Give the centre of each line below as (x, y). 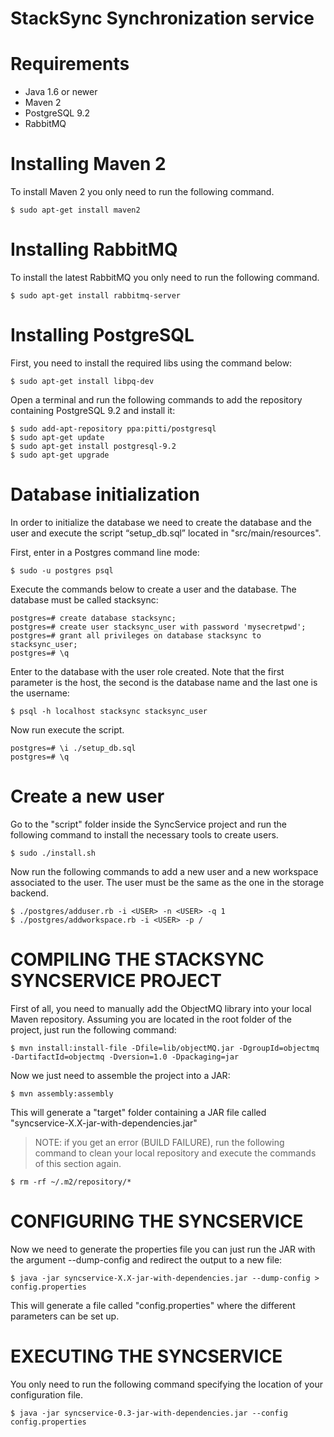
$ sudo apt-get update (57, 437)
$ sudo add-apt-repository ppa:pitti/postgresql (113, 428)
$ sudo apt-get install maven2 (75, 210)
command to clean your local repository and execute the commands (175, 1153)
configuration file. (46, 1394)
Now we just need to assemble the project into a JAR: (120, 1075)
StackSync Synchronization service (162, 18)
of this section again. (78, 1163)
